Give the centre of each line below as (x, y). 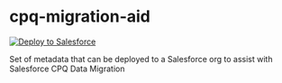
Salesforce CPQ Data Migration (67, 69)
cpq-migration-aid (80, 17)
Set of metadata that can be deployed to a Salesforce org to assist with (141, 59)
